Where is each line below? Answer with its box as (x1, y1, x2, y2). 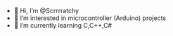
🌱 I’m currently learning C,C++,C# (13, 21, 113, 29)
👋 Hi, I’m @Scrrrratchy (13, 7, 79, 15)
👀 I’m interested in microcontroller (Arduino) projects (13, 14, 167, 22)
